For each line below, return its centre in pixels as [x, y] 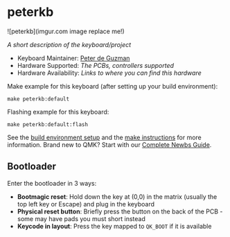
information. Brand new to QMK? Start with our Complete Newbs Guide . [109, 144]
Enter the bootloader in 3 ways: [52, 183]
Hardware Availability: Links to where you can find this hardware [109, 73]
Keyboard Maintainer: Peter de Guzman [73, 58]
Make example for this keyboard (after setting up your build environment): [113, 86]
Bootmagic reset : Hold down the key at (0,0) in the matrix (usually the [117, 196]
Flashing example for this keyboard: [58, 112]
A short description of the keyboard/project [69, 44]
